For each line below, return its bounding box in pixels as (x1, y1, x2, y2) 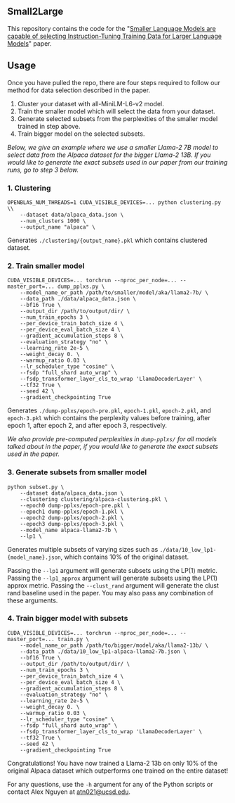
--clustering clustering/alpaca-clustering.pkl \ (20, 495, 168, 502)
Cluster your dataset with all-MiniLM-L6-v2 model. (17, 99, 165, 108)
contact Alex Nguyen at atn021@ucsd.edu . (7, 788, 131, 796)
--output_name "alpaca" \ (20, 223, 96, 231)
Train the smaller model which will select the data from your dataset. (17, 107, 215, 115)
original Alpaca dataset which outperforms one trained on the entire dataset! (7, 766, 229, 775)
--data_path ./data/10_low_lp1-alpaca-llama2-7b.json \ (20, 647, 187, 655)
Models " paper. (7, 39, 52, 48)
